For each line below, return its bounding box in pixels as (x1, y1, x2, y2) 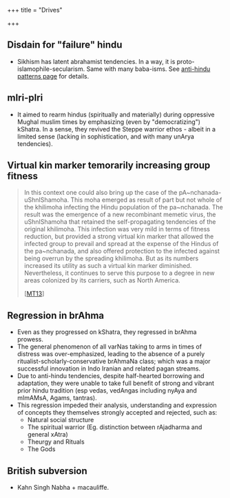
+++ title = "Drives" (7, 6, 63, 14)
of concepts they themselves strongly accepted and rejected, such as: (17, 408, 218, 417)
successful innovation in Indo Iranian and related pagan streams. (17, 364, 201, 373)
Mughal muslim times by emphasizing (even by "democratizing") (17, 117, 201, 126)
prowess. (17, 335, 43, 344)
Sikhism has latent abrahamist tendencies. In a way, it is (17, 57, 176, 65)
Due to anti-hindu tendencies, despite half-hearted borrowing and (17, 372, 205, 380)
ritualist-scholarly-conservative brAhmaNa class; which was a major (17, 357, 211, 366)
